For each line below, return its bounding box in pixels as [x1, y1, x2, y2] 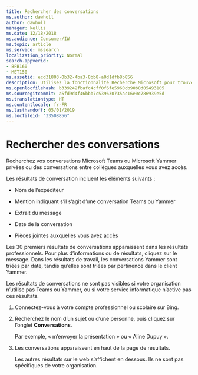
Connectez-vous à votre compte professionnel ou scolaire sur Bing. [14, 304, 179, 311]
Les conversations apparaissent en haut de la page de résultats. [14, 344, 171, 351]
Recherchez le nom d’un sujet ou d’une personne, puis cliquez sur [14, 316, 175, 323]
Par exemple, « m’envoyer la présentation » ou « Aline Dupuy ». [14, 333, 169, 340]
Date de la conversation [14, 221, 72, 228]
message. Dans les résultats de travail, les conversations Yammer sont [6, 256, 178, 263]
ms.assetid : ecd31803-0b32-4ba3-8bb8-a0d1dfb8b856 [6, 74, 133, 80]
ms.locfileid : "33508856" [6, 112, 70, 118]
